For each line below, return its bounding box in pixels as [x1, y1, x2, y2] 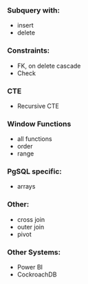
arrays [16, 182, 36, 191]
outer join [16, 223, 45, 231]
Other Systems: [7, 247, 60, 257]
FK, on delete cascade [16, 61, 81, 70]
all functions [16, 135, 53, 143]
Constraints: [7, 46, 50, 55]
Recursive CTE [16, 102, 60, 110]
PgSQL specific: [7, 167, 62, 176]
